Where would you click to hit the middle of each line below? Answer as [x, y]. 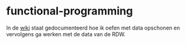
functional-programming [70, 11]
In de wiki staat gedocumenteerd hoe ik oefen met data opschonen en [93, 28]
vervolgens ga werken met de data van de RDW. [66, 34]
